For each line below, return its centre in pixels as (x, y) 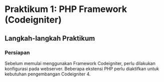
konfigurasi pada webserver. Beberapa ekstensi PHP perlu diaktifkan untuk (82, 68)
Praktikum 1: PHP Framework (66, 9)
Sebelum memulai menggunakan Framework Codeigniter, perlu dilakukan (80, 63)
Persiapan (17, 52)
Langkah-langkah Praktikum (50, 38)
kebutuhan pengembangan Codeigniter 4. (48, 74)
